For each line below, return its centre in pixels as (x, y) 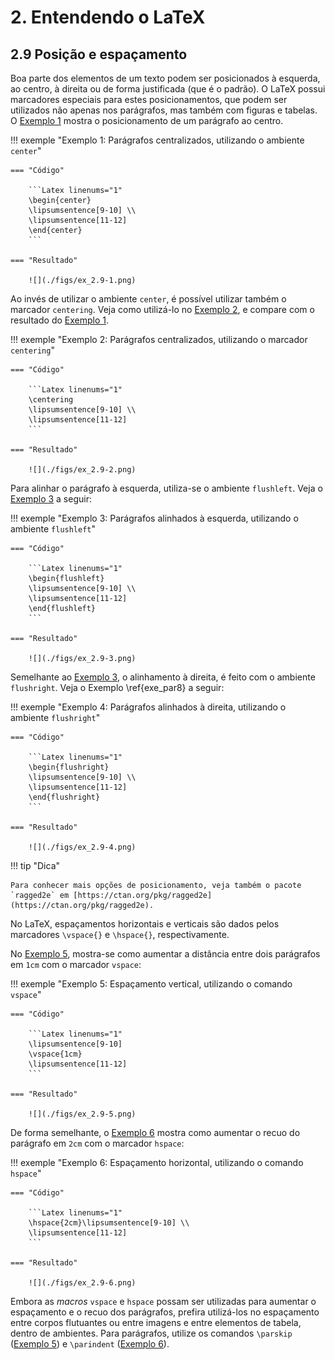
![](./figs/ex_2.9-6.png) (82, 1283)
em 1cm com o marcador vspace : (76, 964)
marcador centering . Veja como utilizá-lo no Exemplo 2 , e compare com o (162, 309)
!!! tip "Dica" (35, 865)
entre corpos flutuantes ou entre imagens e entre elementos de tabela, (156, 1322)
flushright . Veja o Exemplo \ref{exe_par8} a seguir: (117, 687)
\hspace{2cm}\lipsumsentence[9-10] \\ (109, 1223)
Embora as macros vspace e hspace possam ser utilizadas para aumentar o (163, 1301)
